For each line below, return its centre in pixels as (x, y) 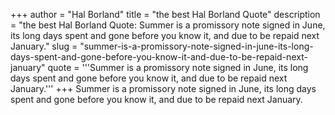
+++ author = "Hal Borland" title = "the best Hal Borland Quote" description (165, 14)
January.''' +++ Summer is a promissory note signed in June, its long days (163, 88)
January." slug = (44, 46)
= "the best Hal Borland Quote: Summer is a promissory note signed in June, (168, 25)
